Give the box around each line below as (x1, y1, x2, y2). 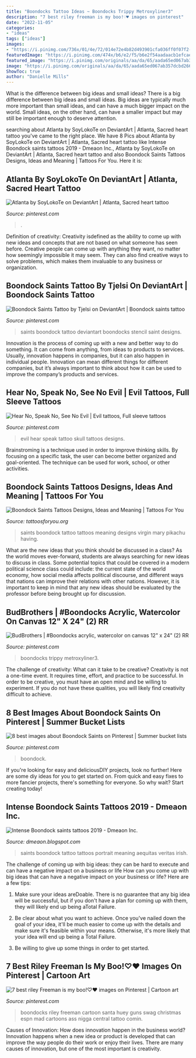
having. (20, 535, 38, 542)
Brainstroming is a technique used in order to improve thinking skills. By (6, 446, 178, 454)
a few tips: (6, 879, 31, 887)
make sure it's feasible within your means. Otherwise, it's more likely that (14, 927, 190, 934)
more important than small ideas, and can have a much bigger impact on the (6, 102, 190, 109)
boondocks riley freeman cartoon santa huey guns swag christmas (20, 1009, 181, 1016)
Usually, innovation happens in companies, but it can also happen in (6, 352, 170, 359)
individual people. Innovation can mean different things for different (6, 358, 168, 365)
